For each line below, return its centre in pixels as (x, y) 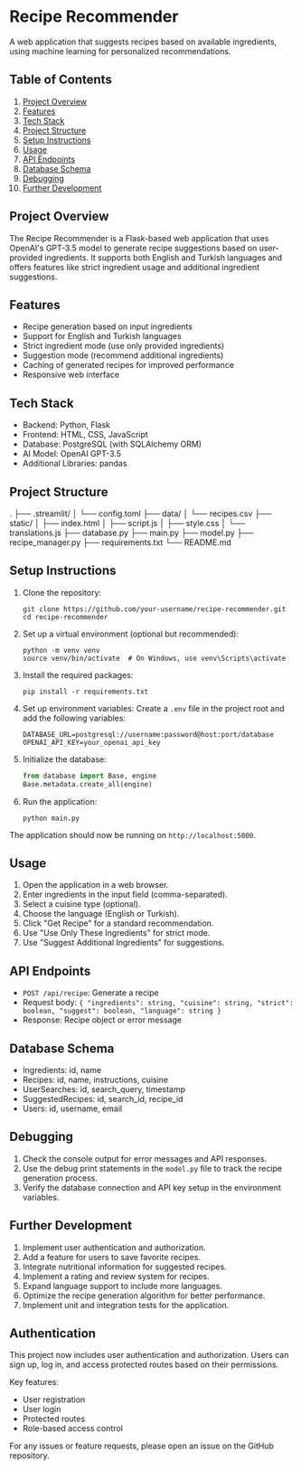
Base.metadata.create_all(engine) (87, 784)
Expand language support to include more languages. (122, 1286)
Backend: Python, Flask (66, 425)
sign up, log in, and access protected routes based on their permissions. (144, 1365)
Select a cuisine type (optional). (81, 904)
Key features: (34, 1382)
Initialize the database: (64, 759)
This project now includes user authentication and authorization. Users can (149, 1355)
